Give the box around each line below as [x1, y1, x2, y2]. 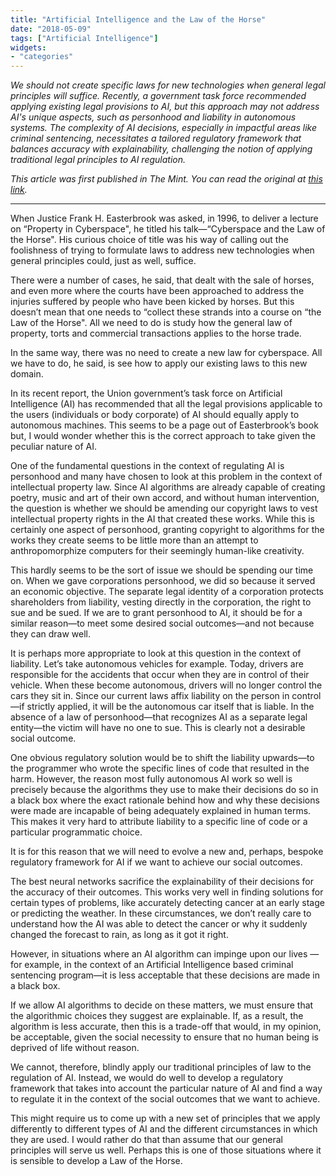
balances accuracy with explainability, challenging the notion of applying [10, 143, 313, 155]
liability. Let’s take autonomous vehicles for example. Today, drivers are [10, 658, 304, 670]
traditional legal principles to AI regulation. [10, 154, 186, 166]
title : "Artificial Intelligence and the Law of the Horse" [10, 14, 267, 25]
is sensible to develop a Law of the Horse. [10, 1155, 183, 1167]
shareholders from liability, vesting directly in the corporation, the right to [10, 596, 312, 608]
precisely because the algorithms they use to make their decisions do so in [10, 784, 319, 796]
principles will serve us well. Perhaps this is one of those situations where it [10, 1144, 322, 1156]
